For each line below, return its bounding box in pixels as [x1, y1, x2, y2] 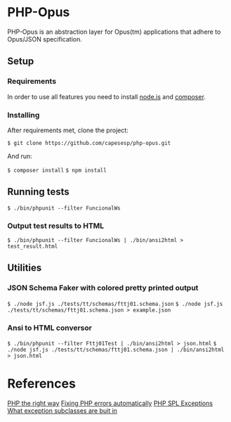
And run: [7, 152, 33, 160]
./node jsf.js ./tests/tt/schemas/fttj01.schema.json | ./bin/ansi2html [7, 346, 225, 354]
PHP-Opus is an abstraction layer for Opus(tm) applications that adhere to [7, 27, 221, 36]
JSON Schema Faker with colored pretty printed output [7, 283, 199, 293]
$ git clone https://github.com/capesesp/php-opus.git [7, 139, 171, 146]
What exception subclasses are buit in [7, 406, 118, 415]
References [7, 376, 76, 392]
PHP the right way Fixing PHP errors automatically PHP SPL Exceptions [7, 399, 213, 407]
